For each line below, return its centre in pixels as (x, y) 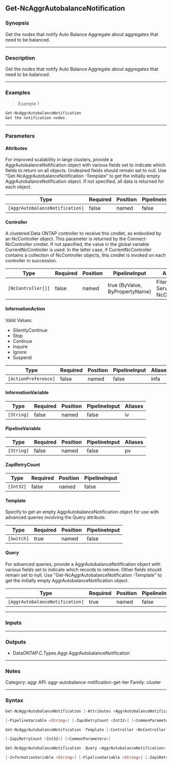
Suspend (22, 357)
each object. (18, 187)
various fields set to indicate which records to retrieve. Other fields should (83, 569)
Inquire (20, 347)
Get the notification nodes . (36, 118)
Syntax (14, 700)
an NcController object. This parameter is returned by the (66, 239)
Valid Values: (19, 320)
